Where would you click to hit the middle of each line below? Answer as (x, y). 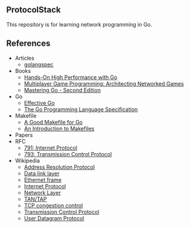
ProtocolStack (34, 10)
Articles (24, 58)
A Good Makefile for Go (53, 122)
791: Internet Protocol (50, 148)
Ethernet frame (43, 180)
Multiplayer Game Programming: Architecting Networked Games (104, 83)
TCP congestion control (53, 205)
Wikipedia (27, 160)
